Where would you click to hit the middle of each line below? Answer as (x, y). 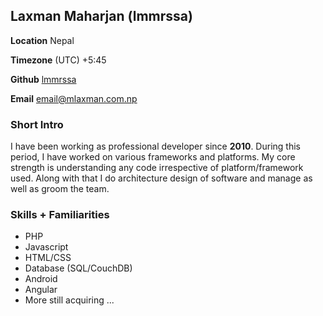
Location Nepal (42, 40)
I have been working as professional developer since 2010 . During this (155, 146)
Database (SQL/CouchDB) (78, 268)
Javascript (46, 247)
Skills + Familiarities (60, 215)
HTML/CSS (48, 258)
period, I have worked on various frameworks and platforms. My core (153, 157)
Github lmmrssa (43, 79)
